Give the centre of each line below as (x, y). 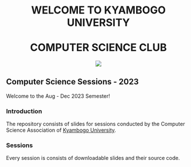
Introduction (24, 111)
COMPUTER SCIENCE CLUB (98, 48)
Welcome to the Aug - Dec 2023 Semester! (58, 96)
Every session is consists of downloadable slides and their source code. (93, 158)
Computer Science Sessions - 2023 (72, 82)
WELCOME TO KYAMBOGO (98, 10)
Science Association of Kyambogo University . (61, 130)
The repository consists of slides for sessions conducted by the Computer (96, 124)
